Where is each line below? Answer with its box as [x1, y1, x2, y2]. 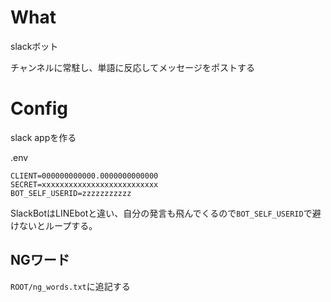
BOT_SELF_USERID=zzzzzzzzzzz [10, 188, 132, 198]
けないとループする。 [10, 219, 98, 231]
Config [10, 97, 68, 120]
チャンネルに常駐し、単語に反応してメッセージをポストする [10, 61, 255, 73]
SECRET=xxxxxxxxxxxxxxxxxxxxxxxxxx [10, 179, 159, 190]
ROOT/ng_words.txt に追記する [10, 280, 131, 292]
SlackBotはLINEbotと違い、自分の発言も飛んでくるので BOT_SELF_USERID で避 [10, 207, 322, 219]
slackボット [10, 40, 59, 52]
